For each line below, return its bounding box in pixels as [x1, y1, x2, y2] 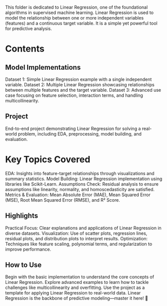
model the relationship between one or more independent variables [5, 15, 144, 21]
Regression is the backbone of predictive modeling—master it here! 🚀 [5, 295, 148, 301]
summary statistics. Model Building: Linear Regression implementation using [5, 176, 162, 182]
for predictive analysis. [5, 26, 52, 32]
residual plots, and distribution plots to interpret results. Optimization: [5, 235, 148, 241]
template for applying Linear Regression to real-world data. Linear [5, 290, 141, 296]
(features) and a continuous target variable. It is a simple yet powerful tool [5, 20, 157, 26]
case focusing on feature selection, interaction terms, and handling [5, 92, 143, 98]
